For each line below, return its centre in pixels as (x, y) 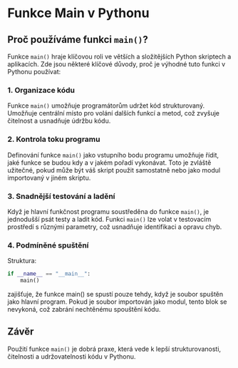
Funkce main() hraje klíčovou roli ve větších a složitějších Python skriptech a (119, 56)
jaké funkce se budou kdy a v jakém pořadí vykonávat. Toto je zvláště (109, 163)
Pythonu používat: (34, 72)
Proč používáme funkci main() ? (78, 40)
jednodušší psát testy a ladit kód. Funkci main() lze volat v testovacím (109, 219)
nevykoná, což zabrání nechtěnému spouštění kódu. (84, 309)
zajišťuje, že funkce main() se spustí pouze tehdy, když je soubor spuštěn (115, 294)
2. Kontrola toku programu (54, 139)
